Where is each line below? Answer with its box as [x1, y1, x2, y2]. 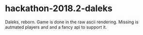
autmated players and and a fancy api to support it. [5, 24, 107, 30]
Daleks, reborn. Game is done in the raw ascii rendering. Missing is [5, 19, 139, 25]
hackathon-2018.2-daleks [5, 3, 112, 14]
